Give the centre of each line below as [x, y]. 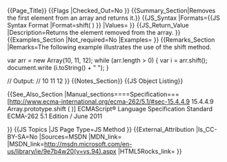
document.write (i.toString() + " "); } [58, 68]
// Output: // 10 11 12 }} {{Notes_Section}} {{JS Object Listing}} [95, 81]
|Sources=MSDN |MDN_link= [80, 137]
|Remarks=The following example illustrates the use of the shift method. [109, 47]
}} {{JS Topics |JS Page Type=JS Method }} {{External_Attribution [101, 129]
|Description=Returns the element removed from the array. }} [94, 32]
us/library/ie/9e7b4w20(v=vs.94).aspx [62, 151]
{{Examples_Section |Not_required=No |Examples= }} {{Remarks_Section [111, 40]
